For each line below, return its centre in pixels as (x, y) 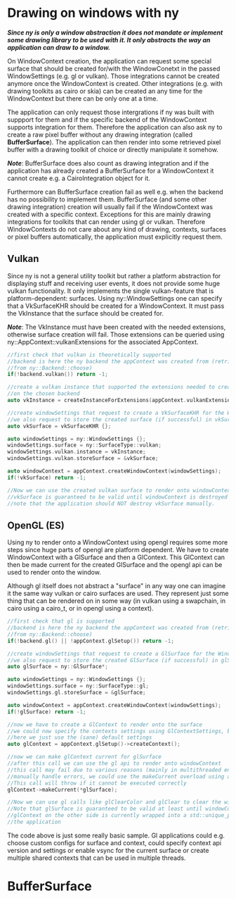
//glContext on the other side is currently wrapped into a (97, 816)
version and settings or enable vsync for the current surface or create (108, 850)
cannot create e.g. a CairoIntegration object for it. (79, 178)
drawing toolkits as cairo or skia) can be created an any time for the (105, 91)
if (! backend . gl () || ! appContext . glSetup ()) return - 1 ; (91, 641)
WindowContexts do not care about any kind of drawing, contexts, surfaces (117, 229)
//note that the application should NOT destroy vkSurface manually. (111, 504)
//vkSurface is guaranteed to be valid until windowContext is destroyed (118, 497)
